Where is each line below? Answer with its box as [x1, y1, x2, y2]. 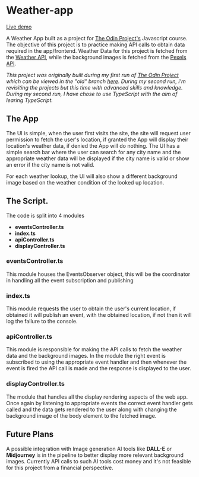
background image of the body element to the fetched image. [6, 412, 157, 419]
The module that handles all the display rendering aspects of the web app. [6, 393, 188, 400]
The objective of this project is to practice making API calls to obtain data [6, 41, 185, 48]
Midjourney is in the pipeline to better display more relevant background [6, 451, 184, 459]
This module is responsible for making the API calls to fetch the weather [6, 346, 182, 353]
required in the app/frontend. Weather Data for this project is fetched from [6, 47, 188, 54]
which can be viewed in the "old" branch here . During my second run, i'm [6, 78, 186, 85]
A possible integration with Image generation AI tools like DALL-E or [6, 445, 172, 452]
